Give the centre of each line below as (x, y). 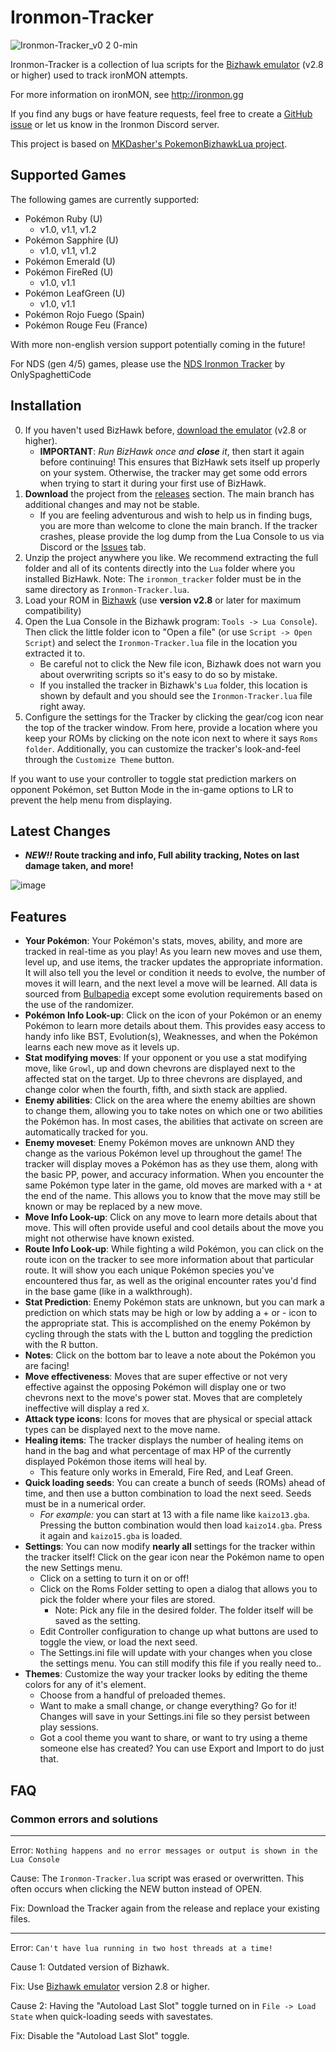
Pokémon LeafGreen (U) (75, 293)
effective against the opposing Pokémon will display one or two (155, 1387)
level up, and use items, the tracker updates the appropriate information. (173, 962)
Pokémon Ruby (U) (63, 218)
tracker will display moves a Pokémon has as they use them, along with (171, 1164)
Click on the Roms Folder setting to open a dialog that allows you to (178, 1589)
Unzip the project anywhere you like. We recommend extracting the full (171, 557)
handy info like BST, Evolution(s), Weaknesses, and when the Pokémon (171, 1037)
